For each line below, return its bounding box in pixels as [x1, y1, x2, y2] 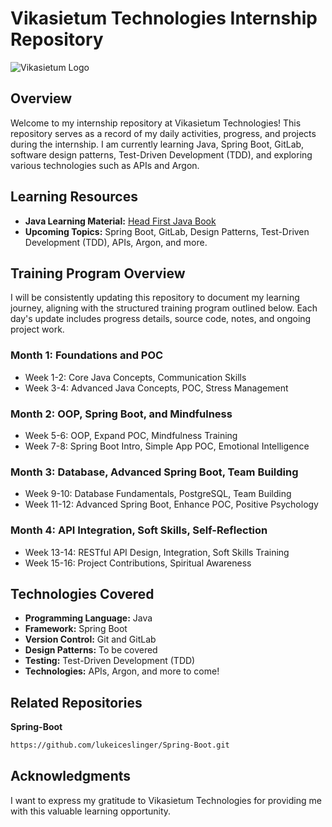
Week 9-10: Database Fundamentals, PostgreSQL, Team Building [24, 488, 292, 500]
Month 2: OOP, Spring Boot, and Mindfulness [10, 407, 233, 421]
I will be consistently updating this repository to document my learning [10, 292, 300, 304]
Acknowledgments [10, 768, 132, 785]
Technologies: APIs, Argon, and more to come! [24, 665, 220, 677]
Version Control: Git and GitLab [24, 633, 157, 646]
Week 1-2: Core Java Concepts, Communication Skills [24, 371, 247, 383]
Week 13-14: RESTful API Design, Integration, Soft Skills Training [24, 546, 290, 558]
